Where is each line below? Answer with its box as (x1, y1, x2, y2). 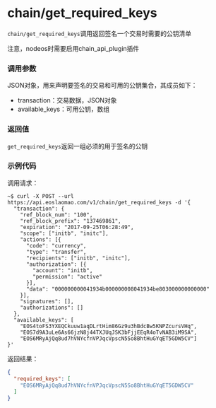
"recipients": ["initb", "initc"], (25, 255, 131, 262)
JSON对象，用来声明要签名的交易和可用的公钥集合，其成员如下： (7, 81, 198, 90)
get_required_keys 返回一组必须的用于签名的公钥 (7, 141, 148, 150)
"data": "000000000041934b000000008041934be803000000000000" (25, 285, 210, 293)
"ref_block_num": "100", (20, 211, 93, 218)
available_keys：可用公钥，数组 (17, 105, 110, 114)
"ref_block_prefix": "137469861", (20, 217, 121, 224)
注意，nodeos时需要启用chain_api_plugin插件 (7, 44, 140, 52)
